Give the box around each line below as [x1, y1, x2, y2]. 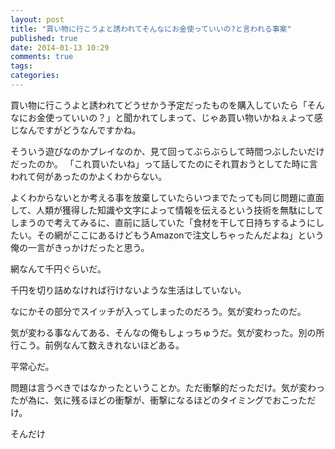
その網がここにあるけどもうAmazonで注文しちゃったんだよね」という [36, 229, 325, 241]
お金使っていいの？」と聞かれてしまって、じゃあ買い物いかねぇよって [27, 111, 315, 123]
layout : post [10, 14, 65, 25]
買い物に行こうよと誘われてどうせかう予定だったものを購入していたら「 [10, 99, 308, 111]
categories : [10, 71, 60, 81]
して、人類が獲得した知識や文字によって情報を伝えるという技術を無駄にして [10, 204, 324, 216]
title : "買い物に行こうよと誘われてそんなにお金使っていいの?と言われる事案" [10, 24, 292, 34]
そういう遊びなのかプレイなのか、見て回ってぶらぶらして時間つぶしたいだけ [10, 145, 325, 157]
